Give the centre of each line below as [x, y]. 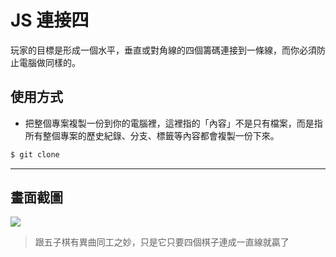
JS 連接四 [50, 20]
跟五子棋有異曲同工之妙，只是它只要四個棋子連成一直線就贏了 [162, 242]
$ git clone [35, 154]
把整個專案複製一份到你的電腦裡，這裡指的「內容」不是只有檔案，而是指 [173, 123]
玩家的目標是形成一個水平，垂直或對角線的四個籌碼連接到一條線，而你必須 [163, 50]
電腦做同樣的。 [49, 62]
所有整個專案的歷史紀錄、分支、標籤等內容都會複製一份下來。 [152, 135]
